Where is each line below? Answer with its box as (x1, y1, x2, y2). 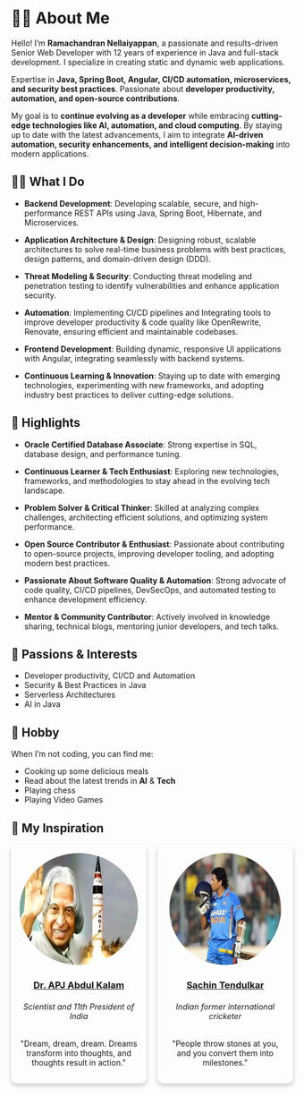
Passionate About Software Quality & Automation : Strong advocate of (23, 574, 287, 585)
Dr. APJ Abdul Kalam (32, 979, 125, 991)
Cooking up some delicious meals (23, 766, 149, 777)
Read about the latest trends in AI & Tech (23, 776, 176, 787)
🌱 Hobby (11, 725, 60, 740)
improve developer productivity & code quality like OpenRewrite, (23, 317, 262, 327)
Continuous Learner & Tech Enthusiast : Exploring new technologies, (23, 465, 280, 477)
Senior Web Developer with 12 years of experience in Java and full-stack (11, 47, 279, 57)
